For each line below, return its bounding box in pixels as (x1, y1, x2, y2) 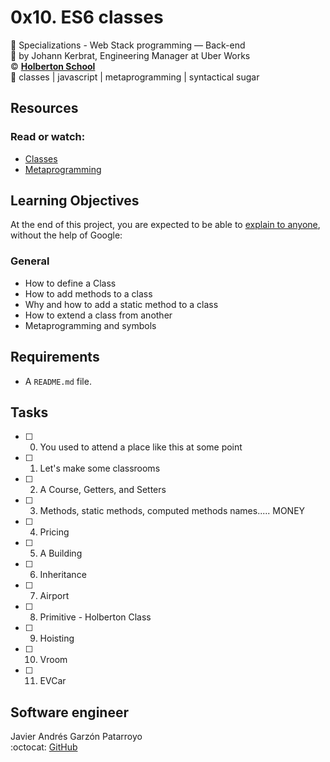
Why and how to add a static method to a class (24, 298, 219, 310)
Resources (10, 100, 79, 117)
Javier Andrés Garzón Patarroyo (10, 731, 143, 743)
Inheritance (39, 569, 87, 581)
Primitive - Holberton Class (39, 611, 152, 623)
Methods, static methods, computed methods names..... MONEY (39, 505, 306, 517)
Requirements (10, 349, 100, 366)
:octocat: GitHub (10, 741, 78, 753)
